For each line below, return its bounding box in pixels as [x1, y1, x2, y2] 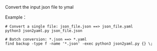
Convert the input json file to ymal [5, 4, 74, 10]
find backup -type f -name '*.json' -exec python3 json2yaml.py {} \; [5, 41, 153, 46]
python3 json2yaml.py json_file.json [5, 28, 83, 33]
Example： [5, 14, 27, 20]
